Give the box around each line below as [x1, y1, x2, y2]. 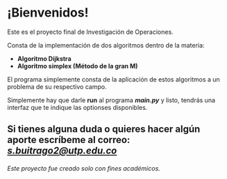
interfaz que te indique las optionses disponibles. [7, 103, 148, 111]
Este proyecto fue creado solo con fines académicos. [7, 164, 161, 172]
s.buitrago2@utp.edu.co [7, 145, 117, 157]
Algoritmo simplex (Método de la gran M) [17, 62, 138, 70]
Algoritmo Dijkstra [17, 54, 72, 63]
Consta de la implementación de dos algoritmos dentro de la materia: [7, 41, 205, 49]
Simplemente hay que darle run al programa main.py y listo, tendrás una [7, 95, 216, 104]
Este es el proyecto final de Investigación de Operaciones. [7, 28, 174, 36]
